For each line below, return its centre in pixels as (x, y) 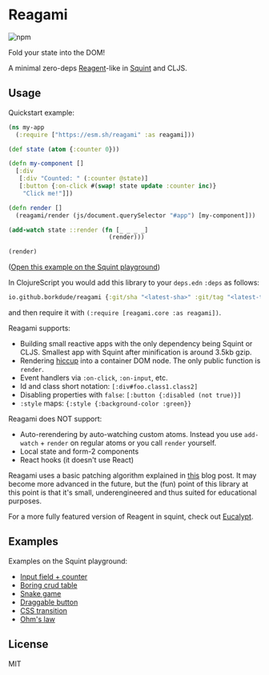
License (28, 644)
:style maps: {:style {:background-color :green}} (106, 403)
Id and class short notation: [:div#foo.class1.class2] (109, 386)
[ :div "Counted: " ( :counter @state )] (84, 179)
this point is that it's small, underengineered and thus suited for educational (133, 492)
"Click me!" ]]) (48, 193)
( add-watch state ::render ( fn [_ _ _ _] (78, 230)
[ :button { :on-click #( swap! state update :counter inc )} (118, 186)
